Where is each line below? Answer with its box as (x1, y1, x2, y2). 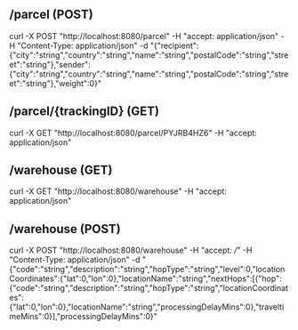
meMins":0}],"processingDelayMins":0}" (9, 311, 158, 322)
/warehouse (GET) (9, 163, 113, 178)
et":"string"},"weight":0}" (9, 77, 102, 88)
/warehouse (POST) (9, 221, 122, 237)
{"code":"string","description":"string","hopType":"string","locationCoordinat (9, 283, 289, 294)
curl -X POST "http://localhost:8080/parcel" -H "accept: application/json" (9, 30, 279, 41)
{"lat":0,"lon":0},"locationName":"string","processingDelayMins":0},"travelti (9, 302, 285, 312)
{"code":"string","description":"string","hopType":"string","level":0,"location (9, 264, 286, 275)
